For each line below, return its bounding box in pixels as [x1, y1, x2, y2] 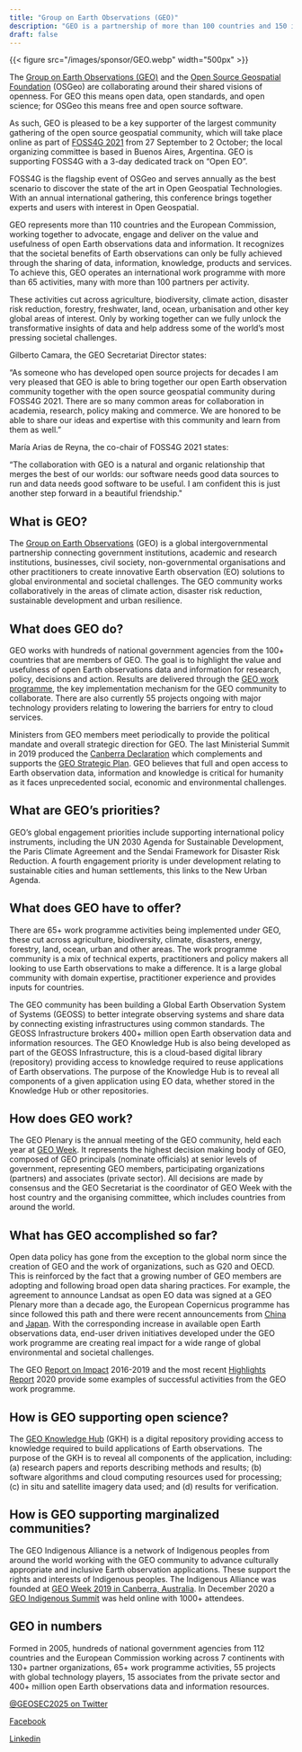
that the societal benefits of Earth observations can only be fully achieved [9, 248, 283, 259]
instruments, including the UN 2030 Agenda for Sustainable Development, [9, 836, 285, 847]
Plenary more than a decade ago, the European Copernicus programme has [9, 1299, 290, 1310]
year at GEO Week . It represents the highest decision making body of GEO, [9, 1145, 286, 1155]
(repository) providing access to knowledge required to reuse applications [9, 1057, 284, 1067]
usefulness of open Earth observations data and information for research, [9, 664, 281, 675]
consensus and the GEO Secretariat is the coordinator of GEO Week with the [9, 1182, 292, 1193]
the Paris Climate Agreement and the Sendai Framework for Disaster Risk [9, 845, 280, 856]
